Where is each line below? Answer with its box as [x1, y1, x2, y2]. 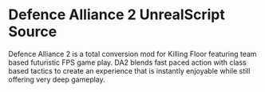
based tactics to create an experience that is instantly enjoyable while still [8, 66, 251, 75]
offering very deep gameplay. [8, 74, 105, 84]
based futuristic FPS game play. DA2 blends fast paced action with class [8, 58, 247, 67]
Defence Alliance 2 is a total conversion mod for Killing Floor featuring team [8, 49, 257, 58]
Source [8, 22, 57, 41]
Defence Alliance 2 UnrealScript [8, 6, 226, 24]
